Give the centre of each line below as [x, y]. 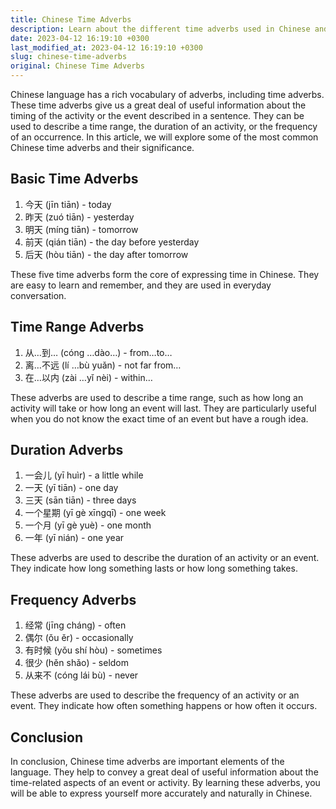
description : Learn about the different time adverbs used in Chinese [160, 29]
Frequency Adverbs [73, 599]
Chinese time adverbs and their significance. [102, 147]
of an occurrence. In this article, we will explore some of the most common [164, 137]
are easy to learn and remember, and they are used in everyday [141, 285]
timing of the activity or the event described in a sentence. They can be [157, 115]
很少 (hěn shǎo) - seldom [77, 663]
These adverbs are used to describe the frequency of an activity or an [155, 695]
